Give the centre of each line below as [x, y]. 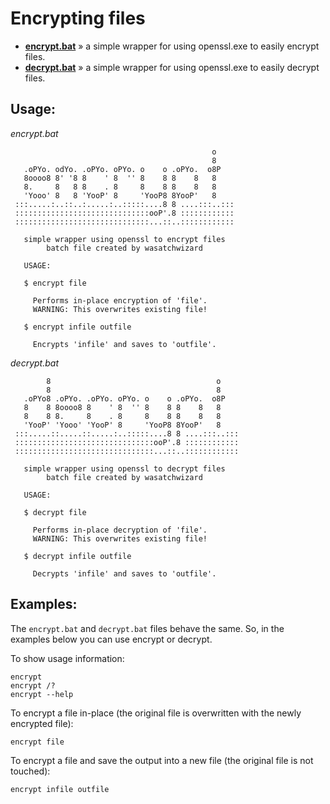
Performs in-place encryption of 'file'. [120, 300]
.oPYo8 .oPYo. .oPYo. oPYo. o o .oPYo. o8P [124, 398]
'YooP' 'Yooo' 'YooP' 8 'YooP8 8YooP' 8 [122, 425]
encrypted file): [42, 723]
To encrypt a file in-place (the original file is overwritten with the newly [156, 713]
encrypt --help [42, 694]
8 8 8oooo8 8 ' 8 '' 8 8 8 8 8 [122, 407]
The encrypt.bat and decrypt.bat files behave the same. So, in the [147, 628]
